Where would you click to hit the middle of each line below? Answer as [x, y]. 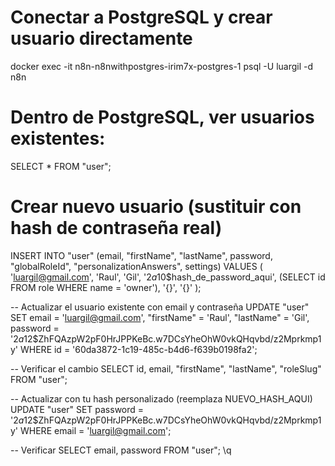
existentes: [58, 138]
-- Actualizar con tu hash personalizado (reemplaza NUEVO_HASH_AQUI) [161, 398]
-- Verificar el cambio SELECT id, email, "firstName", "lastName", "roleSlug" [166, 368]
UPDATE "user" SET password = [77, 409]
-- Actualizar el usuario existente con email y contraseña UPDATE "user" [160, 307]
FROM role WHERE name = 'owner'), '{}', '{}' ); [106, 287]
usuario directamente [101, 38]
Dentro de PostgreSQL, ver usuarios [162, 117]
